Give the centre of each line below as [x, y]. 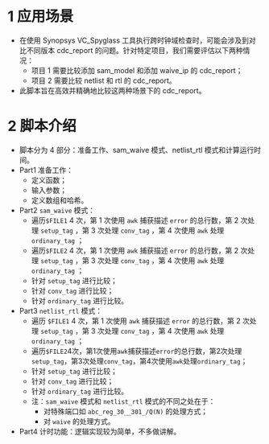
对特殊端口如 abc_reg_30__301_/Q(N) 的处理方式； [126, 411]
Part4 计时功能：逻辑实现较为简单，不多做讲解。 [100, 431]
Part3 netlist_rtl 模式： [60, 310]
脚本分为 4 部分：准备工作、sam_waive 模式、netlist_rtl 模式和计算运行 [137, 150]
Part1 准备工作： [46, 170]
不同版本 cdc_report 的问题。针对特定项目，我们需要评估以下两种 [134, 50]
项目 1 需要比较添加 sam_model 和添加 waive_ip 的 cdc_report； [137, 70]
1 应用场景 [41, 16]
